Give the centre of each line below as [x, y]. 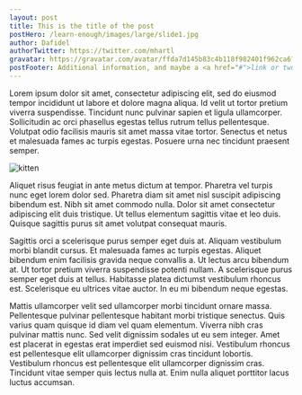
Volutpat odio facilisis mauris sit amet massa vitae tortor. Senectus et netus [148, 131]
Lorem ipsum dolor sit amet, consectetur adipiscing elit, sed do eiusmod [143, 93]
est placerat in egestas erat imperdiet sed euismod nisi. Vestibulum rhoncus [150, 344]
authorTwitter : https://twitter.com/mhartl [92, 51]
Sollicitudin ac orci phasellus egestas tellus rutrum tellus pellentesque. [139, 121]
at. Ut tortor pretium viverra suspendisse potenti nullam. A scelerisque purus [151, 269]
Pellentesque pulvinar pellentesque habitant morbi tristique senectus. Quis [147, 315]
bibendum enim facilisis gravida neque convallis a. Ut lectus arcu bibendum [149, 259]
